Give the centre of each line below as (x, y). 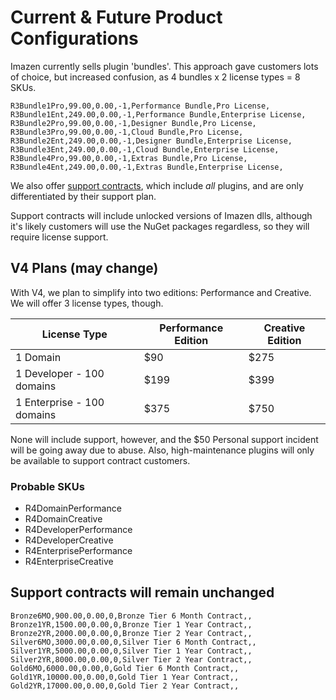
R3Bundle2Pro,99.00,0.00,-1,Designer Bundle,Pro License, (133, 123)
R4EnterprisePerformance (78, 551)
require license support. (59, 237)
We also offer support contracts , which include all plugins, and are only (157, 185)
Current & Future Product (116, 17)
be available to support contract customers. (100, 460)
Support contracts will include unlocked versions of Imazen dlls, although (161, 215)
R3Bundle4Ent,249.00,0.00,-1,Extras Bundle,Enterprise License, (147, 167)
